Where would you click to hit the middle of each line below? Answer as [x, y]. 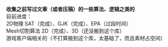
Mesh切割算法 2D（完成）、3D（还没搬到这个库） [65, 31]
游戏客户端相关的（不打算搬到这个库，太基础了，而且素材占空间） [86, 38]
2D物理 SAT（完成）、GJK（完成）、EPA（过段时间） [69, 23]
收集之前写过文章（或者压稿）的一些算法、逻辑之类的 [70, 9]
